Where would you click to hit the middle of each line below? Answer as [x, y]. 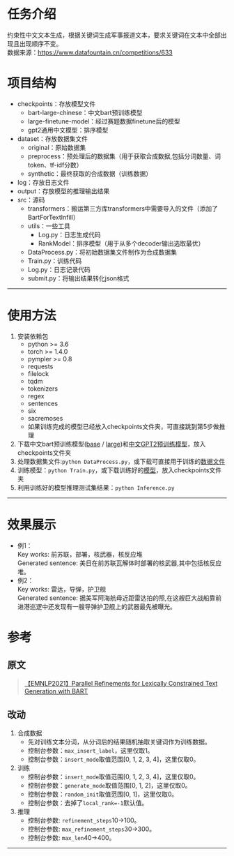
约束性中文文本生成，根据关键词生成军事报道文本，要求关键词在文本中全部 [114, 35]
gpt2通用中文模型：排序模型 [68, 130]
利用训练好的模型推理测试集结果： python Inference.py [96, 487]
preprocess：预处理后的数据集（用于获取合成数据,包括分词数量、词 [124, 156]
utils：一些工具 [49, 226]
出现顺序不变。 [41, 43]
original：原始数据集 [57, 147]
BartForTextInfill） [53, 217]
